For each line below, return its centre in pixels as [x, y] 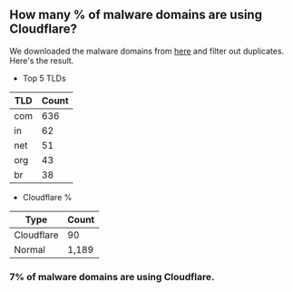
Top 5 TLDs [44, 78]
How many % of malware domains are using [136, 15]
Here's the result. [42, 60]
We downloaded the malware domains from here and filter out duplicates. [147, 51]
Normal [29, 249]
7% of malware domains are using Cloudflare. [112, 277]
